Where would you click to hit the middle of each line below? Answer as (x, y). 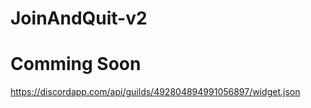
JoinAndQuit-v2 (79, 18)
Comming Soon (76, 64)
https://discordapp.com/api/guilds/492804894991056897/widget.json (155, 92)
